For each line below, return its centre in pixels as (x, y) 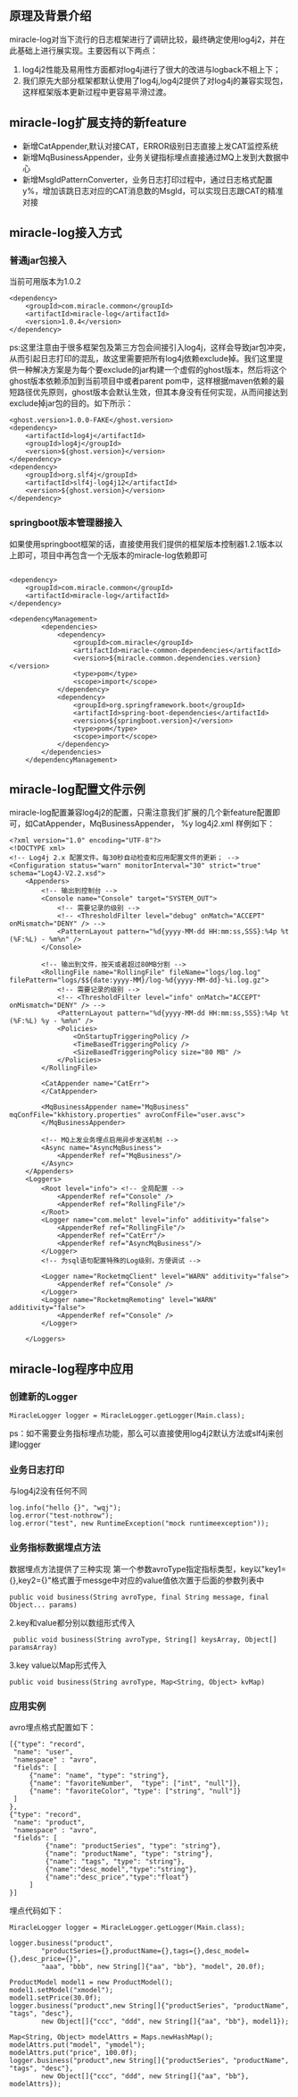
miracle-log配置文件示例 (77, 789)
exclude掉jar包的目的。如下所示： (71, 403)
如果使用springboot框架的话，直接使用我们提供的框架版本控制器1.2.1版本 (142, 544)
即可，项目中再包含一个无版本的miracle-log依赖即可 (112, 555)
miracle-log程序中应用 (71, 1369)
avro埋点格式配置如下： (53, 1727)
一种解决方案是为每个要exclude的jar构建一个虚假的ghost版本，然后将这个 (152, 370)
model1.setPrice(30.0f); (55, 1998)
